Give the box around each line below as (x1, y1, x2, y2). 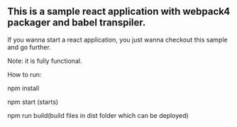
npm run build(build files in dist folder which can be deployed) (7, 111, 189, 119)
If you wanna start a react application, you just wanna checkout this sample (7, 35, 228, 44)
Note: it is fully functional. (7, 56, 82, 65)
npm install (7, 84, 40, 92)
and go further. (7, 42, 51, 52)
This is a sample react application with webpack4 (7, 6, 231, 18)
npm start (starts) (7, 97, 59, 106)
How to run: (7, 70, 42, 78)
